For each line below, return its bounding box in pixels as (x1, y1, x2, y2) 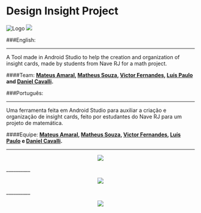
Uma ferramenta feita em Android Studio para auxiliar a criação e (6, 106, 166, 114)
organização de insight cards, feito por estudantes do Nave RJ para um (6, 112, 182, 120)
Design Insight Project (6, 4, 118, 18)
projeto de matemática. (6, 119, 63, 126)
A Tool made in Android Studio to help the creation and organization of (6, 53, 180, 60)
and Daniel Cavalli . (6, 78, 54, 85)
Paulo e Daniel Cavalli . (6, 137, 63, 144)
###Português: (6, 89, 44, 96)
